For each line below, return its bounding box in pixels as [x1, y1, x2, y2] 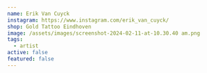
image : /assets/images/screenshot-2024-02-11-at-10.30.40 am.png [7, 29, 200, 37]
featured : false [7, 56, 54, 63]
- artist [13, 42, 39, 49]
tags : [7, 36, 23, 43]
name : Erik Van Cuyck [7, 10, 70, 17]
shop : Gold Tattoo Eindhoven [7, 23, 92, 30]
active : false [7, 49, 49, 56]
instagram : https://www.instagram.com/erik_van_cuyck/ [7, 17, 169, 24]
